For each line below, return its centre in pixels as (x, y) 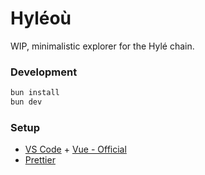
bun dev (26, 102)
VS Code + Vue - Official (75, 149)
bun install (35, 93)
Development (44, 72)
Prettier (40, 160)
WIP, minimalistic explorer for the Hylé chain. (102, 46)
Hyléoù (41, 18)
